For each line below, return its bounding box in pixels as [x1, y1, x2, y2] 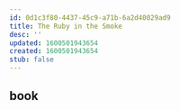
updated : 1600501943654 [9, 38, 99, 48]
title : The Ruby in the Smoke [9, 22, 123, 31]
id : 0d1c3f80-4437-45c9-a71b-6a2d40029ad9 [9, 13, 171, 23]
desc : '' [9, 30, 42, 39]
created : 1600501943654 [9, 47, 99, 56]
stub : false [9, 55, 54, 64]
